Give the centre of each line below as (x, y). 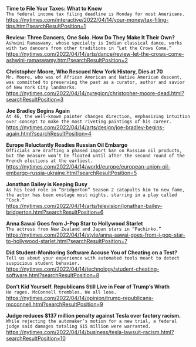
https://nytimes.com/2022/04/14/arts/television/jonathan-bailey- (84, 206)
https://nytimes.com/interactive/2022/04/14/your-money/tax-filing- (87, 20)
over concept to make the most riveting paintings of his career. (89, 122)
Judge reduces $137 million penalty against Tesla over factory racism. (93, 316)
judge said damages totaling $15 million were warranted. (78, 326)
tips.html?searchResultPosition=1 (46, 26)
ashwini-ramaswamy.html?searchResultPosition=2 (67, 60)
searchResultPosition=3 (35, 100)
